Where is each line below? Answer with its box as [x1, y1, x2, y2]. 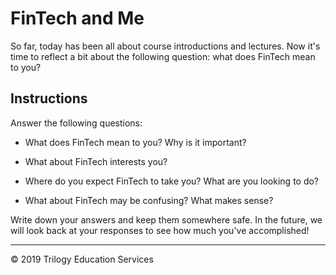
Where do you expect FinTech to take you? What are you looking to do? [24, 175, 320, 187]
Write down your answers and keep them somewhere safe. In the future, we [10, 213, 323, 226]
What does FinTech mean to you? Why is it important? [24, 136, 247, 148]
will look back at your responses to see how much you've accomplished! [10, 224, 310, 236]
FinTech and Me [10, 7, 145, 30]
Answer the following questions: [10, 117, 143, 129]
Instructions [10, 90, 88, 107]
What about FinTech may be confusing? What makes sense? [24, 194, 274, 206]
